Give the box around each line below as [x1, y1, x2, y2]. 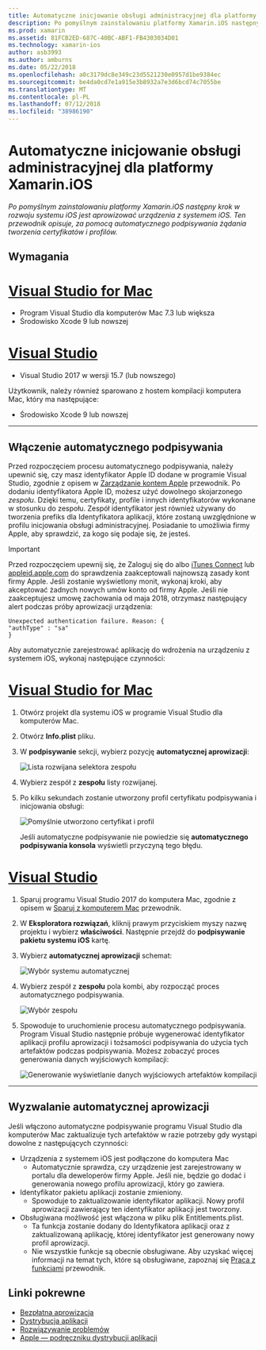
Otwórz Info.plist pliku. [19, 731, 96, 741]
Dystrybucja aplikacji [19, 1316, 89, 1325]
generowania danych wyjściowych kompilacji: [19, 1054, 169, 1064]
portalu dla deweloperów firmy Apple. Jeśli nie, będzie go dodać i [31, 1171, 246, 1180]
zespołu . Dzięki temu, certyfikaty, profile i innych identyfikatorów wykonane [8, 496, 256, 505]
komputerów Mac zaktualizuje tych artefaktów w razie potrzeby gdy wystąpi [8, 1129, 257, 1140]
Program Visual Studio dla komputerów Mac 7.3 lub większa [19, 308, 215, 318]
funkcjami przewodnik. [31, 1263, 106, 1273]
